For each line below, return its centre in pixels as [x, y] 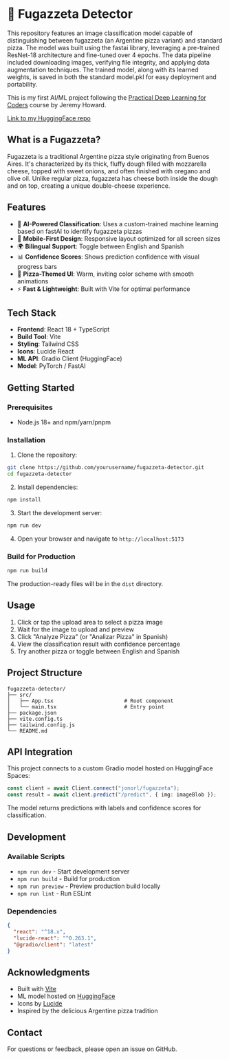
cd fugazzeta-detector [40, 474]
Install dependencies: [47, 487]
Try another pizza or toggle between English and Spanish [98, 651]
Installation [26, 440]
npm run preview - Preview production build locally [89, 886]
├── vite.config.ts [35, 719]
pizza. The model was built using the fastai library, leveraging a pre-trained [113, 47]
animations [33, 281]
